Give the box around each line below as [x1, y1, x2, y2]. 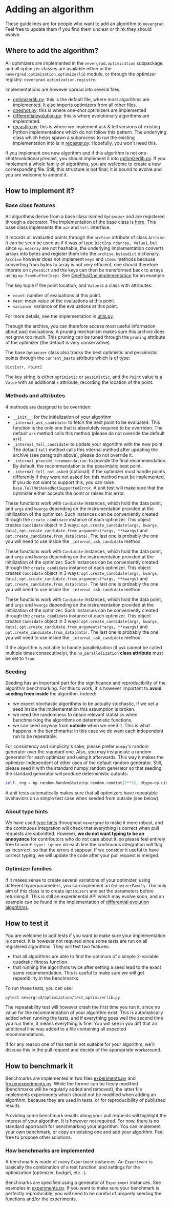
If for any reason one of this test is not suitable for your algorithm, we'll [5, 1041, 155, 1047]
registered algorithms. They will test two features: [5, 943, 110, 950]
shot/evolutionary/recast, [5, 155, 58, 161]
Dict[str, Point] [5, 365, 42, 370]
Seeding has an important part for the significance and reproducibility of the [5, 680, 166, 686]
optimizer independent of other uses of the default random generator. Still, [5, 760, 162, 766]
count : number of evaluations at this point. [12, 293, 102, 299]
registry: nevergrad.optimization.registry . [5, 76, 97, 83]
